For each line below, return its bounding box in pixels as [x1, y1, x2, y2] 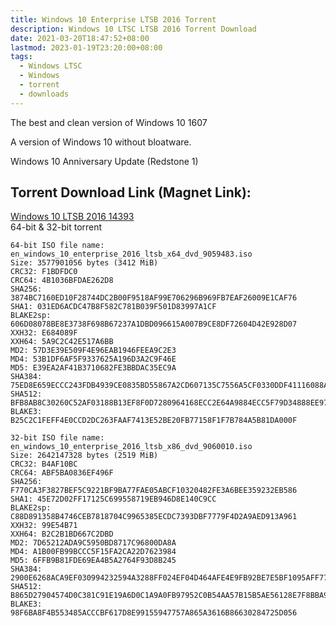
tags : [10, 52, 33, 62]
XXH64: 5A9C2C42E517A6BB [10, 337, 114, 347]
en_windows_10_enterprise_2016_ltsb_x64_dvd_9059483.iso [10, 249, 253, 260]
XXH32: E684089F [10, 328, 78, 338]
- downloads [19, 89, 70, 99]
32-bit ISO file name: [10, 433, 105, 443]
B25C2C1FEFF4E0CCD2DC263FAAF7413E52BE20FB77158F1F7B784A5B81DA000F [10, 416, 298, 426]
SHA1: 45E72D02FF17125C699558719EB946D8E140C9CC [10, 494, 217, 505]
